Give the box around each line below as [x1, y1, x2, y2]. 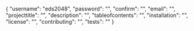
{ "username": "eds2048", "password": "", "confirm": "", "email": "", [5, 5, 176, 12]
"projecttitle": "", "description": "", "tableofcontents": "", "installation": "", [5, 12, 189, 19]
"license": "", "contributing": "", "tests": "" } [5, 18, 114, 25]
